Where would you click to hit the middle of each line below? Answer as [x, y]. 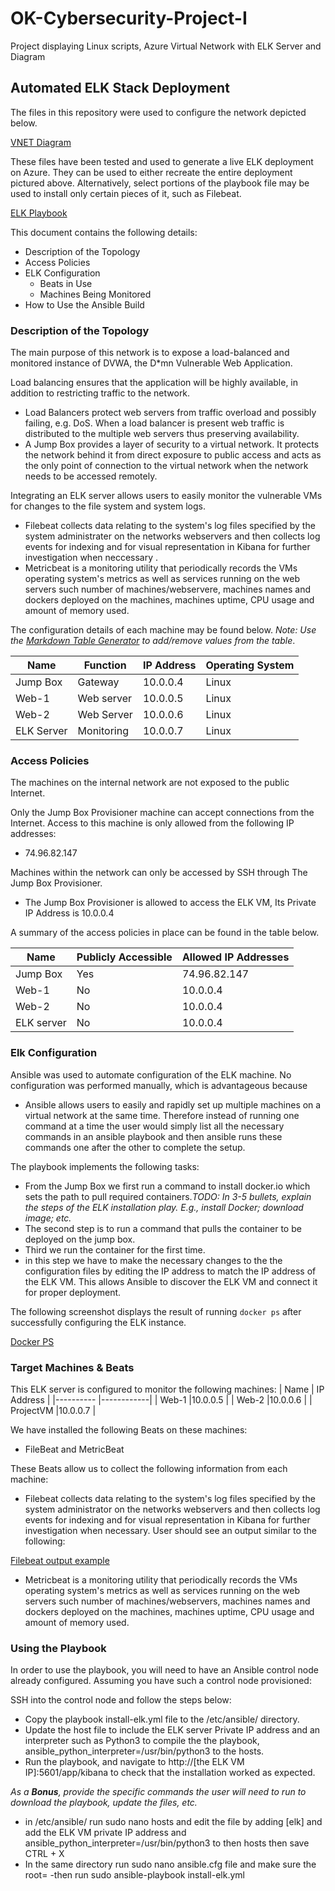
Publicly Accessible [124, 957]
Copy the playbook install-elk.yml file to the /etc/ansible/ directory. [162, 1719]
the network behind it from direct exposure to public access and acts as [173, 455]
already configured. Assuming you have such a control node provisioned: [161, 1681]
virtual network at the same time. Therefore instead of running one [162, 1115]
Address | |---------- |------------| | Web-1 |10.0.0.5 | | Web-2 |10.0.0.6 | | [161, 1399]
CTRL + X [44, 1854]
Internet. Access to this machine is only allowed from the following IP [152, 823]
